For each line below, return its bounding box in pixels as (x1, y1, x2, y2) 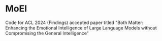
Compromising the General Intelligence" (5, 30, 89, 36)
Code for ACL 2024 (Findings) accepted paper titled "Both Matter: (5, 19, 144, 25)
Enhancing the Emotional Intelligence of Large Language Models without (5, 24, 157, 30)
